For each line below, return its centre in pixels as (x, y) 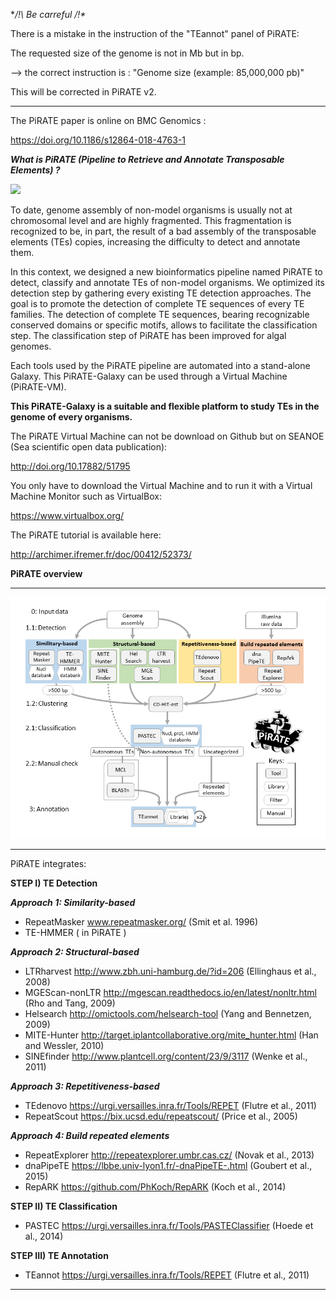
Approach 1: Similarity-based (73, 902)
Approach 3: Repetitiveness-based (85, 1086)
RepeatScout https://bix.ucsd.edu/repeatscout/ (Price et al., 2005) (161, 1116)
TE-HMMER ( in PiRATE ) (75, 932)
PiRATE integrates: (48, 863)
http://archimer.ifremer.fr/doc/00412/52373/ (101, 554)
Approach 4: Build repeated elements (90, 1135)
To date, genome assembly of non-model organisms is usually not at (151, 210)
